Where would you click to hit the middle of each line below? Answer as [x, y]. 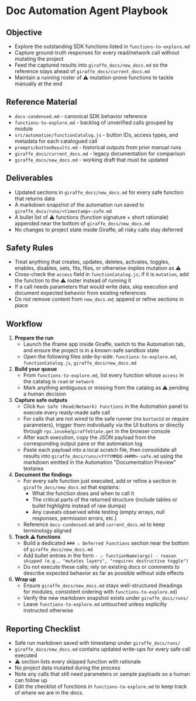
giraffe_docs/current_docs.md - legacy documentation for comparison [100, 153]
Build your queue [36, 369]
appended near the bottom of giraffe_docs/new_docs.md [82, 223]
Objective [24, 32]
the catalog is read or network [59, 382]
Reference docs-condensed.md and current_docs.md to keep [94, 524]
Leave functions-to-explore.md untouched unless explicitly [95, 604]
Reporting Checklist [43, 629]
